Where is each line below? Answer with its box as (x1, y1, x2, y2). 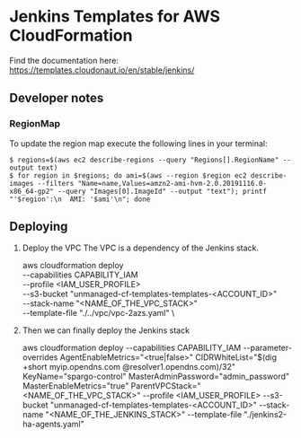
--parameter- (243, 343, 292, 354)
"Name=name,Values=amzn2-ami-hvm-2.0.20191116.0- (77, 179, 268, 188)
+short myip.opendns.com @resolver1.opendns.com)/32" (22, 362, 236, 372)
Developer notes (9, 91, 104, 106)
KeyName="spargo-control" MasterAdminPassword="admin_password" (22, 371, 290, 382)
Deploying (9, 219, 68, 234)
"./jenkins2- (243, 409, 288, 420)
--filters (37, 179, 75, 188)
